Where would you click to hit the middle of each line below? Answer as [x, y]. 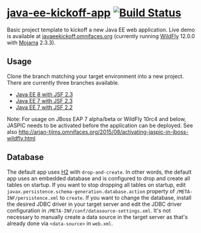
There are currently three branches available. [63, 82]
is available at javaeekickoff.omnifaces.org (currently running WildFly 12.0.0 [101, 36]
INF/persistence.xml [33, 198]
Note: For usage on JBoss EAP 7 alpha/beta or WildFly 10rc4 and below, [97, 119]
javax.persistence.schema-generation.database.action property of [91, 191]
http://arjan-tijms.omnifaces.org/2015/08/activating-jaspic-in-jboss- [104, 132]
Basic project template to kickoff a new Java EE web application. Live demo [101, 30]
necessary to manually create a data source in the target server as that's [97, 217]
